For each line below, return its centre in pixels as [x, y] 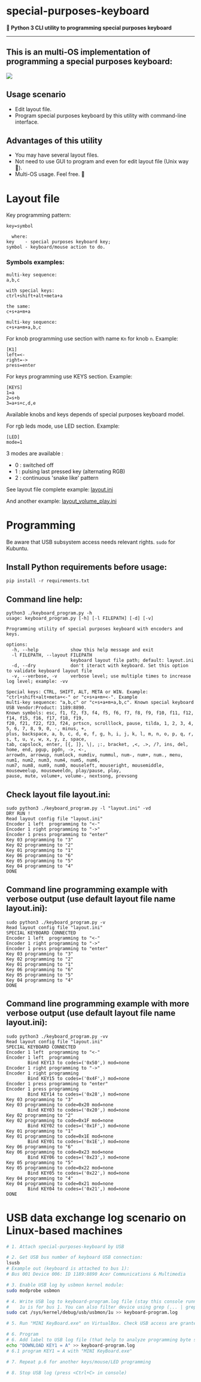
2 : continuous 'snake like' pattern [57, 477]
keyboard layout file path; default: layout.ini [132, 661]
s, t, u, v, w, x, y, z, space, [46, 739]
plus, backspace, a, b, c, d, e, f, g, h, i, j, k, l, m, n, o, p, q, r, [100, 734]
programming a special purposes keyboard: [89, 62]
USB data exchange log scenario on [96, 1218]
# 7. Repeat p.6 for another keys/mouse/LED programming [79, 1362]
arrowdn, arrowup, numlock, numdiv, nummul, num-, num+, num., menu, [95, 755]
